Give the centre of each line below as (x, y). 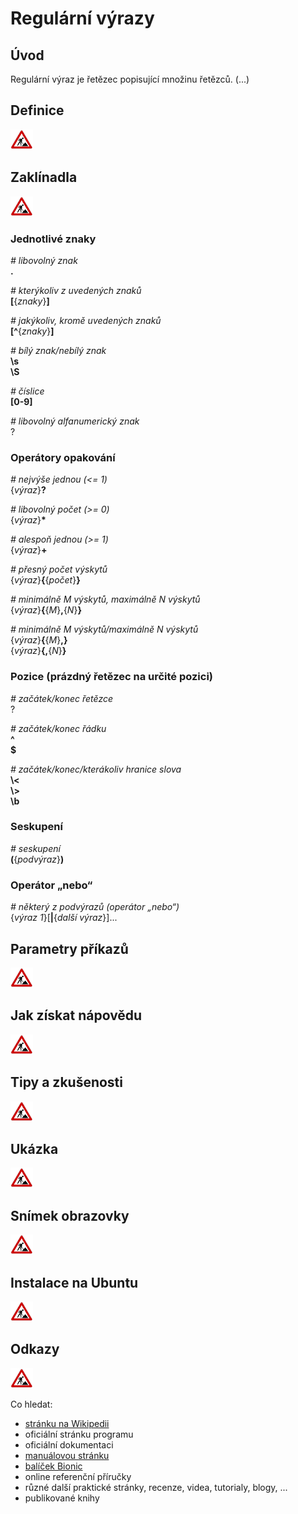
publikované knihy (62, 1498)
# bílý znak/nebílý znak (58, 350)
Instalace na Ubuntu (74, 1282)
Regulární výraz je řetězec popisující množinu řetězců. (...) (130, 79)
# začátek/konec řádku (58, 728)
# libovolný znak (44, 260)
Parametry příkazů (69, 948)
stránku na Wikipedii (67, 1423)
